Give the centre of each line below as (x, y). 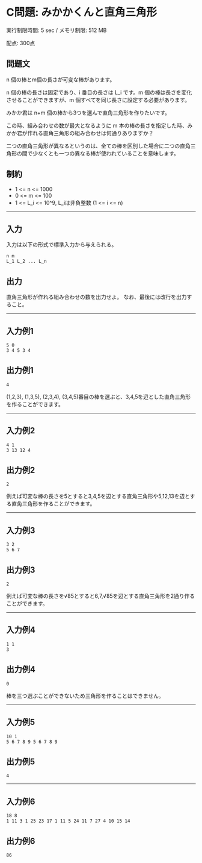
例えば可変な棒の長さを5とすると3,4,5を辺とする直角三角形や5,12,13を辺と (98, 496)
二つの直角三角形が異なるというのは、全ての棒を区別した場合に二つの (93, 146)
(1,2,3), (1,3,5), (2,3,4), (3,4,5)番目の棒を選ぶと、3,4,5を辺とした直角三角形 (99, 397)
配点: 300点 (21, 43)
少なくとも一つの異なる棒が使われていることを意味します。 (106, 153)
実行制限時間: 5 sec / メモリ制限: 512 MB (57, 30)
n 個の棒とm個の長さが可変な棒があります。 (61, 80)
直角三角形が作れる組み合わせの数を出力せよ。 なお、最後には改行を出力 (96, 297)
